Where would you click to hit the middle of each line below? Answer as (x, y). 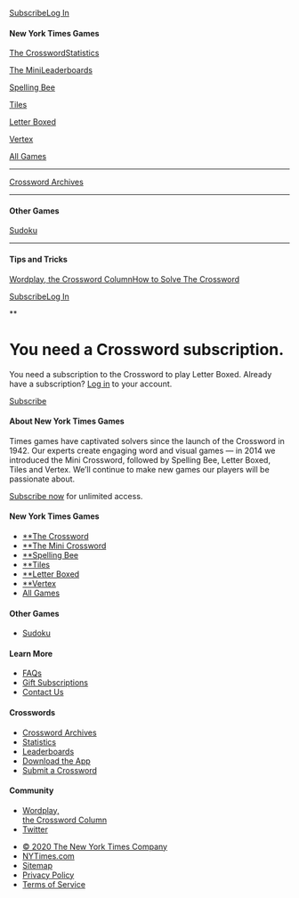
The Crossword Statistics (54, 53)
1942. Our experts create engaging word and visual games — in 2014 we (142, 450)
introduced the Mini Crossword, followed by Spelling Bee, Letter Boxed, (140, 460)
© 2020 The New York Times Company (94, 846)
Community (32, 790)
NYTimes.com (48, 856)
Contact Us (43, 692)
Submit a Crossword (60, 770)
